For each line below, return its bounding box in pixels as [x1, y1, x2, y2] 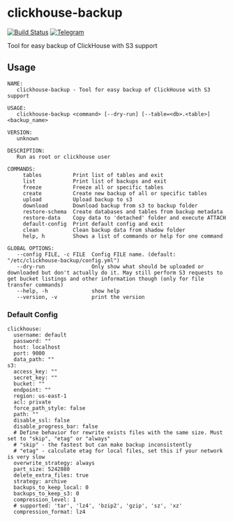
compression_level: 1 [13, 496, 77, 503]
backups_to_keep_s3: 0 [13, 490, 80, 498]
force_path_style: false [13, 405, 86, 412]
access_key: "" [13, 368, 58, 376]
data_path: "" [13, 356, 54, 363]
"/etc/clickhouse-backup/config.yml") [7, 256, 120, 264]
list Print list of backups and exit [22, 178, 167, 185]
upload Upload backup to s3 [22, 196, 133, 203]
